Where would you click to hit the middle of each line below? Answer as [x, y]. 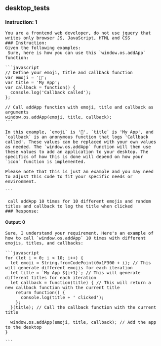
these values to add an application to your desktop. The [77, 151]
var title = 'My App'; [33, 82]
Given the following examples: [43, 48]
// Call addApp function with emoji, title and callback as [80, 107]
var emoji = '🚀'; [26, 77]
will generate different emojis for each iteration [69, 268]
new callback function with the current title [62, 287]
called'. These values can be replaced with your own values [81, 142]
